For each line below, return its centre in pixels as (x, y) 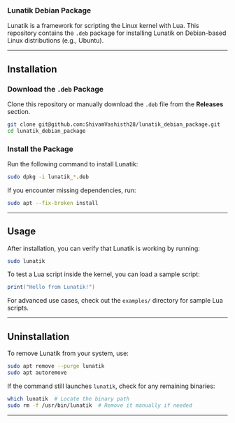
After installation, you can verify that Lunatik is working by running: (104, 248)
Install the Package (40, 149)
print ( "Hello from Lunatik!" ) (51, 287)
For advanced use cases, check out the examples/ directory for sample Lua (115, 301)
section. (19, 111)
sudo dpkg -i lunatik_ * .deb (48, 177)
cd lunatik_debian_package (47, 131)
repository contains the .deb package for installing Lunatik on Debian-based (117, 33)
